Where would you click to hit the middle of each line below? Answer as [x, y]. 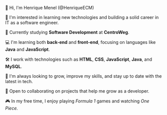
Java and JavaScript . [27, 49]
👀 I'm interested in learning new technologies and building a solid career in [82, 17]
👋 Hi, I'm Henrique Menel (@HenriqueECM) [49, 8]
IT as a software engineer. [32, 23]
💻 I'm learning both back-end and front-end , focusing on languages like [80, 42]
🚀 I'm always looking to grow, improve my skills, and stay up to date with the [83, 76]
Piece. [12, 108]
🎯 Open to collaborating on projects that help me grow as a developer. [77, 91]
